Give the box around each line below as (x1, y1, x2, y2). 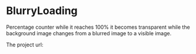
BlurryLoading (6, 4, 78, 18)
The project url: (6, 41, 44, 48)
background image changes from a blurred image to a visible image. (6, 29, 172, 36)
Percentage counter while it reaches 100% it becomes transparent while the (6, 23, 190, 31)
